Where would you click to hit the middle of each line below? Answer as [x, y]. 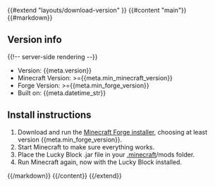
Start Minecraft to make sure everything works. [86, 147]
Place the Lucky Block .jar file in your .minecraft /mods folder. [106, 154]
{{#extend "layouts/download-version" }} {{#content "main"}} [97, 10]
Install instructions [49, 115]
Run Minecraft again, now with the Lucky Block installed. [99, 162]
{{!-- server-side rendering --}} [53, 56]
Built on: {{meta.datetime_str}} [62, 93]
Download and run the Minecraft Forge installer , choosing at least [112, 132]
